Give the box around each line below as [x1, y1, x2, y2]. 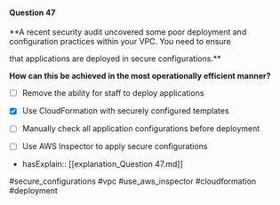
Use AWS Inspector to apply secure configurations [21, 141, 208, 152]
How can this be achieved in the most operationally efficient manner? [9, 71, 271, 82]
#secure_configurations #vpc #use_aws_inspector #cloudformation [9, 176, 257, 186]
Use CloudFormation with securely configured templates [21, 106, 229, 116]
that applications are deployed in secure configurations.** [9, 53, 221, 64]
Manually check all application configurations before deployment [21, 123, 260, 134]
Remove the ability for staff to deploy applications [21, 88, 204, 99]
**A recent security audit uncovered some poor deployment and [9, 27, 247, 37]
